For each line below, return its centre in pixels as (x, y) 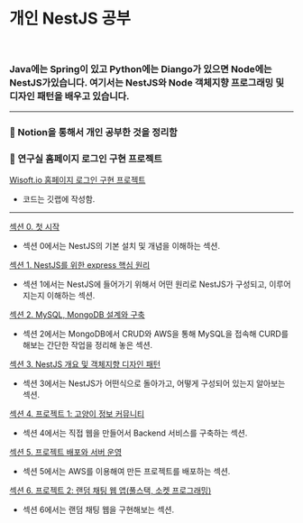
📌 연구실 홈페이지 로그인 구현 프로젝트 (86, 159)
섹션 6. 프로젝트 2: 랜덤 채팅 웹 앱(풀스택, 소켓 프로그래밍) (110, 491)
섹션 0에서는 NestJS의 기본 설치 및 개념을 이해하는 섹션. (121, 246)
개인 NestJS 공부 (70, 18)
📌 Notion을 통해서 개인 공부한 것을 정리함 (93, 133)
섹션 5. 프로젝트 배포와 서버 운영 (66, 453)
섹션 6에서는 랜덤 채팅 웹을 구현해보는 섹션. (98, 509)
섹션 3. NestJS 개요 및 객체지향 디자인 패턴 (85, 364)
